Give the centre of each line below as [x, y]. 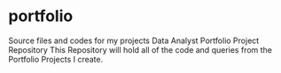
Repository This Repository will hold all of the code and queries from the [140, 49]
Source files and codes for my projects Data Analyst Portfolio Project [134, 40]
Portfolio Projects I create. [56, 59]
